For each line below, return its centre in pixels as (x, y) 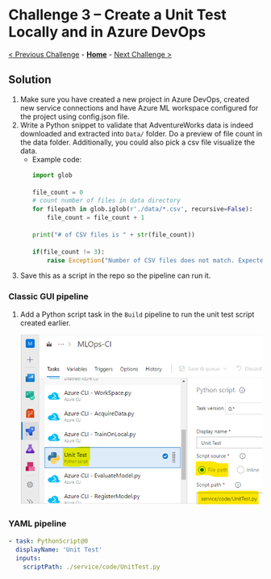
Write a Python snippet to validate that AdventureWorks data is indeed (137, 125)
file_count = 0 (57, 192)
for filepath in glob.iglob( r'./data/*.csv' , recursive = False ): (142, 209)
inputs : (29, 559)
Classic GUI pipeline (48, 296)
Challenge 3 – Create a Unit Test (118, 15)
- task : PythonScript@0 (48, 541)
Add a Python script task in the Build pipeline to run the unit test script (137, 314)
